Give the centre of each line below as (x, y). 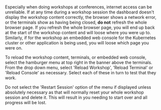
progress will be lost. (26, 103)
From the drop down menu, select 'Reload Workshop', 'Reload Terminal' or (79, 68)
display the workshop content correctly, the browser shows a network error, (81, 17)
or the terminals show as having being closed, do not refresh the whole (76, 22)
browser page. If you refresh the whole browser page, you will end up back (80, 27)
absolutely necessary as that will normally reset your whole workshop (74, 92)
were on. (14, 48)
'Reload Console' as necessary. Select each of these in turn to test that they (80, 73)
